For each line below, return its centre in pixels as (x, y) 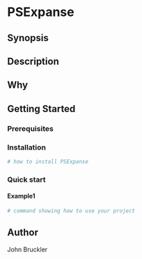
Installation (27, 147)
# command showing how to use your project (71, 211)
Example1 (22, 196)
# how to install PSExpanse (48, 162)
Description (33, 61)
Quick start (27, 180)
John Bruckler (27, 249)
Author (23, 233)
